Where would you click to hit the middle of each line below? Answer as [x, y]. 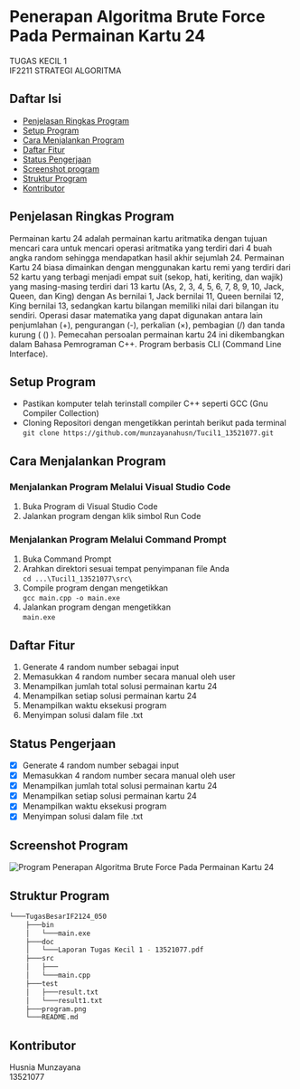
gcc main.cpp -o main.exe [71, 599]
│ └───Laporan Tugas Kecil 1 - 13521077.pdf [115, 950]
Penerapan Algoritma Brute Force [137, 17]
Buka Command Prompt [67, 559]
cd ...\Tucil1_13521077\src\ [77, 579]
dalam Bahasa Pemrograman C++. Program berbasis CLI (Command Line [145, 344]
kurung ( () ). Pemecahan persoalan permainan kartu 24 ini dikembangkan [147, 334]
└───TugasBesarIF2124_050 [58, 916]
